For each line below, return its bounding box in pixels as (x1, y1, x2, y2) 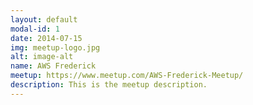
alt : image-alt (10, 52, 74, 62)
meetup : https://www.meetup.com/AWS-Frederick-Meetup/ (10, 71, 244, 81)
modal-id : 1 (10, 24, 60, 34)
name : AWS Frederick (10, 61, 97, 71)
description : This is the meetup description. (10, 80, 208, 90)
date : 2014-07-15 (10, 33, 83, 43)
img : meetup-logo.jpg (10, 42, 101, 53)
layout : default (10, 14, 78, 25)
